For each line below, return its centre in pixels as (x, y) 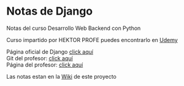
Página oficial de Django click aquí (50, 52)
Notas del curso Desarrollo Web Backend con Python (74, 28)
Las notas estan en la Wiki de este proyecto (61, 76)
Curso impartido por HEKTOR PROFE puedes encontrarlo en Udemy (92, 40)
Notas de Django (50, 11)
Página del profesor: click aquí (45, 65)
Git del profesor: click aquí (40, 58)
